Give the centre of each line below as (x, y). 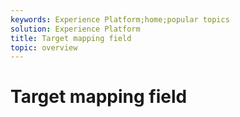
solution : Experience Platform (75, 29)
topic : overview (44, 47)
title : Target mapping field (71, 38)
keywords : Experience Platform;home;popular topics (120, 19)
